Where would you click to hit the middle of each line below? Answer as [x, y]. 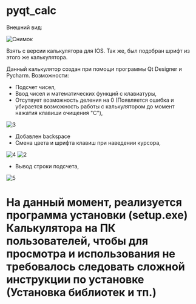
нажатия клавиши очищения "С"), [59, 113]
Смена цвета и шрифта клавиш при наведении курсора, [88, 142]
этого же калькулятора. [37, 57]
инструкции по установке [75, 280]
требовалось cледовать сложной [96, 267]
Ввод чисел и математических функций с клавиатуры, [86, 93]
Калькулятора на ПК [61, 228]
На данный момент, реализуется [94, 203]
